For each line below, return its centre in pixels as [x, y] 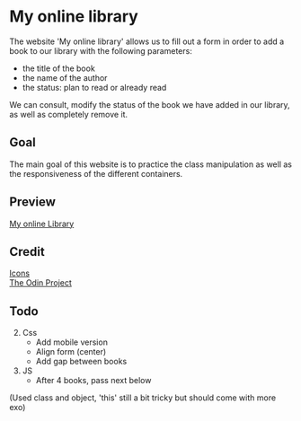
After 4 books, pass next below [93, 381]
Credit [27, 252]
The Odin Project [40, 283]
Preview [33, 202]
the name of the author [65, 77]
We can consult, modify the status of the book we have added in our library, [150, 104]
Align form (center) [71, 352]
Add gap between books [81, 362]
